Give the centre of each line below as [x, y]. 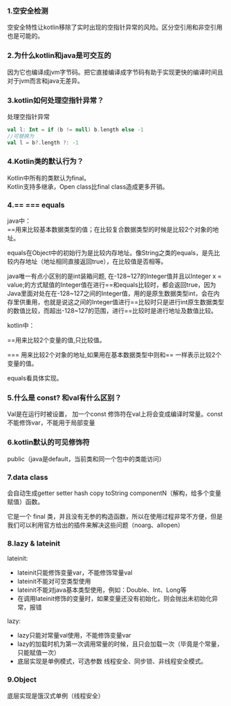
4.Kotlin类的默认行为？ [46, 162]
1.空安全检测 [28, 10]
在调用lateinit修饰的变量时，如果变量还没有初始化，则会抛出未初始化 [114, 599]
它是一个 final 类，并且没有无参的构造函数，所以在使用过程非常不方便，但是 [115, 516]
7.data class [28, 477]
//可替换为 [21, 136]
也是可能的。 [25, 36]
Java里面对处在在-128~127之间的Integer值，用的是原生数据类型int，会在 [110, 294]
